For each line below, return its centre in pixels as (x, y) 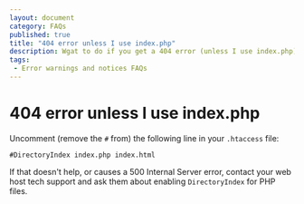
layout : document (42, 18)
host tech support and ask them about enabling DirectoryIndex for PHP (142, 181)
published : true (40, 34)
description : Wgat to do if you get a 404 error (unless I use (131, 52)
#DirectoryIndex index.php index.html (82, 155)
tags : (19, 60)
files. (19, 190)
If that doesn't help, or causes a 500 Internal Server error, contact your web (151, 171)
